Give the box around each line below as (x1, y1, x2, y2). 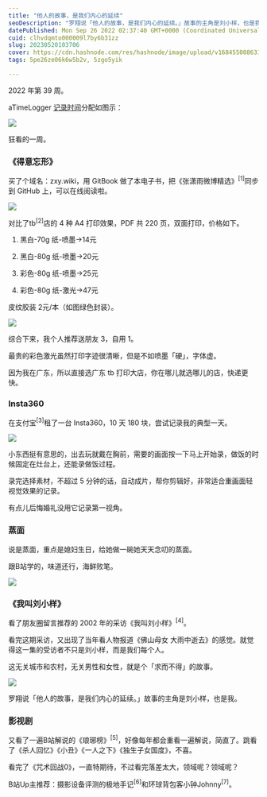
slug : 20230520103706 (8, 41, 80, 49)
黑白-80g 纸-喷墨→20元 (19, 252, 99, 261)
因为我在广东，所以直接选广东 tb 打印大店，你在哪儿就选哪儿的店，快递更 (8, 368, 249, 377)
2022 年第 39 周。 (8, 85, 68, 95)
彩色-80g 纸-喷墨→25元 (19, 269, 99, 278)
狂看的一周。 (8, 134, 50, 144)
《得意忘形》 (8, 156, 58, 167)
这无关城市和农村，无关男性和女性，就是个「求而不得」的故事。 (8, 661, 217, 671)
